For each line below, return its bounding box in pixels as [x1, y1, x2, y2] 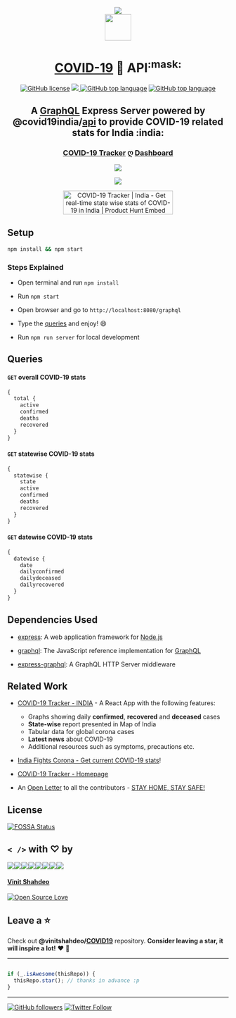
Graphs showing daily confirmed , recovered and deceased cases [27, 712, 221, 721]
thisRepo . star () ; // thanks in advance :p [13, 976, 140, 984]
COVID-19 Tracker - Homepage [17, 770, 109, 778]
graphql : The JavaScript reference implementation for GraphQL [17, 646, 202, 654]
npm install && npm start [7, 245, 83, 253]
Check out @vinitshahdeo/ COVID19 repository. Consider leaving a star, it [7, 937, 223, 945]
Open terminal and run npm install [17, 278, 119, 287]
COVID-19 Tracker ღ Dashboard [63, 148, 173, 158]
